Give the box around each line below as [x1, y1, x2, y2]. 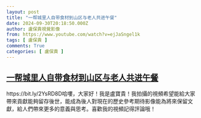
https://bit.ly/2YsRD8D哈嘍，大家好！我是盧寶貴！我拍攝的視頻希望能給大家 [6, 89, 196, 97]
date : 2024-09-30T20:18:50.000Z [6, 20, 88, 26]
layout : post [6, 9, 40, 15]
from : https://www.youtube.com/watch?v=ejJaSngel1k [6, 32, 140, 38]
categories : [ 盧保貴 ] [6, 49, 64, 55]
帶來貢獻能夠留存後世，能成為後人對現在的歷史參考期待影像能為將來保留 [6, 97, 188, 105]
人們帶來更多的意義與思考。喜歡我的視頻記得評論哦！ [22, 105, 156, 113]
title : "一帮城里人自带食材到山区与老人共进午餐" [6, 15, 118, 21]
